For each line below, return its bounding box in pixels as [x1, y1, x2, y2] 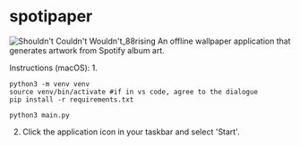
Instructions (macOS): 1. [9, 62, 99, 73]
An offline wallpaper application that [157, 36, 291, 46]
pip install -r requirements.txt [9, 95, 134, 104]
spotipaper [9, 6, 93, 27]
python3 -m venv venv [9, 79, 90, 88]
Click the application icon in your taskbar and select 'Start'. [21, 126, 240, 137]
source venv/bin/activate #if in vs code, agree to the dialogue [9, 87, 258, 96]
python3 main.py [9, 110, 70, 119]
